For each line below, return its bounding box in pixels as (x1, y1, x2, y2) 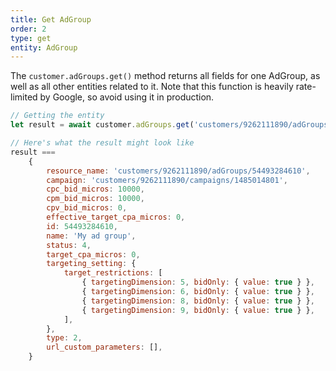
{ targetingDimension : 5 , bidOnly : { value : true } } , (81, 277, 315, 288)
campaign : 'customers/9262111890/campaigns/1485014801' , (46, 175, 288, 185)
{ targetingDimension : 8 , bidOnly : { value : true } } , (81, 296, 315, 306)
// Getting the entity (10, 111, 105, 121)
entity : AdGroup (10, 42, 78, 53)
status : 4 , (46, 240, 92, 250)
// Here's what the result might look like (10, 138, 195, 148)
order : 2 (10, 24, 47, 34)
